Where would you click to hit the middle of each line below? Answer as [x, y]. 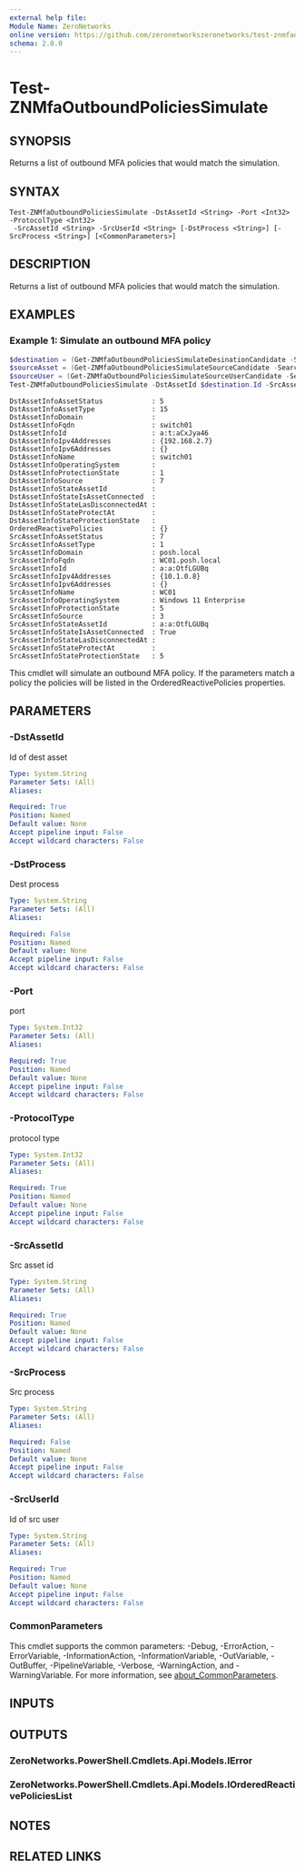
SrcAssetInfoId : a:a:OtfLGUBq [109, 569]
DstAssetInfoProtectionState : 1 [87, 473]
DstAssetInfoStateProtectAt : [83, 513]
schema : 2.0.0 [36, 43]
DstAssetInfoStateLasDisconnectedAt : [83, 505]
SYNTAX [35, 192]
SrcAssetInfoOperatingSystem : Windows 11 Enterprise [128, 601]
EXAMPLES [42, 315]
